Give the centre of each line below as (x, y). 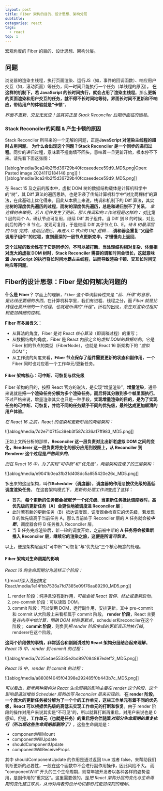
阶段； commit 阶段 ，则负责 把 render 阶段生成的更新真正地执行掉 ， (80, 626)
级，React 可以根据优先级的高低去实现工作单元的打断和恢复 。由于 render (78, 706)
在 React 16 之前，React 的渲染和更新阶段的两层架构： (59, 422)
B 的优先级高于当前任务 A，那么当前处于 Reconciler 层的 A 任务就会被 (81, 518)
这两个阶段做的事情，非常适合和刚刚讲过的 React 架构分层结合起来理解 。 (78, 643)
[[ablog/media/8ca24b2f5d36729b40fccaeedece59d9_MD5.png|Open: (76, 168)
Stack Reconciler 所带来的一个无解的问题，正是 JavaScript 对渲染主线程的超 (81, 140)
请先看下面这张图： (32, 158)
